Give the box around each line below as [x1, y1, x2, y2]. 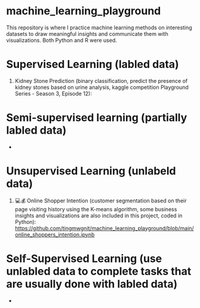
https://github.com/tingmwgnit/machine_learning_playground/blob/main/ [14, 224, 194, 232]
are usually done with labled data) [6, 277, 178, 291]
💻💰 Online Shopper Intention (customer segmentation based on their [14, 197, 187, 204]
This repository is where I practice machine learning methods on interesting [6, 24, 192, 31]
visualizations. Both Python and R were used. [6, 36, 118, 44]
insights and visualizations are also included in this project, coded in [14, 212, 183, 219]
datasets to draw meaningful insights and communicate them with [6, 30, 168, 37]
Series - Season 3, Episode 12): [14, 90, 93, 97]
